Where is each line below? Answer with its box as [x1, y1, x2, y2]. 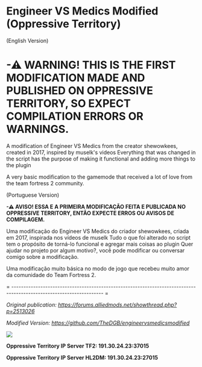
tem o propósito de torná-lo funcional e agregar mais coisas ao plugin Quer [6, 240, 194, 247]
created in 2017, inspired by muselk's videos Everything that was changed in [6, 148, 196, 156]
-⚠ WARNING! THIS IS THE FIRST [6, 59, 176, 72]
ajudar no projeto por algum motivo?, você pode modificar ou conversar [6, 246, 185, 254]
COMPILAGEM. [6, 215, 45, 223]
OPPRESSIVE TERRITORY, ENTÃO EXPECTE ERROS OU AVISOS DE [6, 209, 175, 217]
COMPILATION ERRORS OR [6, 110, 144, 123]
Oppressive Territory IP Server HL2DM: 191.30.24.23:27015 [6, 354, 159, 361]
